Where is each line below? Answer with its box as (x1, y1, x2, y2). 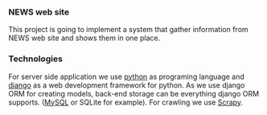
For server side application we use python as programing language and (8, 72, 245, 81)
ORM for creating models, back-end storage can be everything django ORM (8, 88, 260, 98)
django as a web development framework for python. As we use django (8, 80, 245, 90)
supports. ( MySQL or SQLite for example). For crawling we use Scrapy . (8, 97, 244, 107)
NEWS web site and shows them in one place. (8, 33, 161, 43)
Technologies (8, 53, 63, 64)
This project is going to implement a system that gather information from (8, 25, 249, 35)
